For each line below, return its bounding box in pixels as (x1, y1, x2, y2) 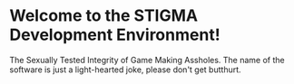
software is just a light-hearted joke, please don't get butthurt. (9, 64, 242, 75)
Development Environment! (9, 24, 220, 45)
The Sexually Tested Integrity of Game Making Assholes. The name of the (9, 54, 286, 65)
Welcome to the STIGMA (9, 5, 198, 26)
